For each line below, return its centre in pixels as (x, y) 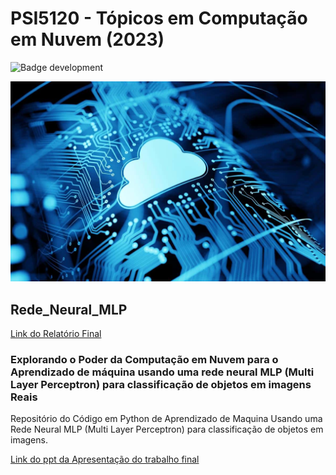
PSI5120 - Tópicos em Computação (159, 18)
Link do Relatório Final (56, 333)
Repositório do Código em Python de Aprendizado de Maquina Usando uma (166, 419)
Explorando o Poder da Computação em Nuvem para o (144, 359)
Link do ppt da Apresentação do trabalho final (105, 459)
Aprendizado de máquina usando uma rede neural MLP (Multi (162, 372)
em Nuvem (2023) (87, 39)
